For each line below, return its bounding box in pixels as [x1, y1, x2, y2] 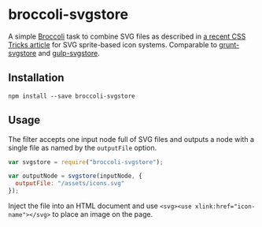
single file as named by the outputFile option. [8, 143, 157, 152]
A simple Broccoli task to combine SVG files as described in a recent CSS [8, 32, 246, 41]
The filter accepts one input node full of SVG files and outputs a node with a [8, 134, 254, 143]
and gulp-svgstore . [38, 48, 100, 58]
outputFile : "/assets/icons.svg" [15, 180, 125, 188]
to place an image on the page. [52, 210, 153, 219]
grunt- [219, 39, 240, 49]
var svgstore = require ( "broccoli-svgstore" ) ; [8, 158, 164, 166]
